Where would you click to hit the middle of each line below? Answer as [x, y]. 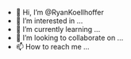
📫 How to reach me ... [52, 47]
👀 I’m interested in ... [49, 21]
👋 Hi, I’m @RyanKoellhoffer [60, 12]
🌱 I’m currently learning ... [58, 29]
